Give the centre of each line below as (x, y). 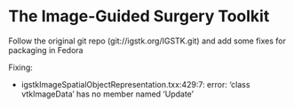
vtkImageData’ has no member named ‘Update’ (107, 94)
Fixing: (20, 67)
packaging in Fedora (46, 50)
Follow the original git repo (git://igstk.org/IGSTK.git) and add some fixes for (147, 41)
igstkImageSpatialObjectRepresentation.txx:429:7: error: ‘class (135, 84)
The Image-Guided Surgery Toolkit (139, 16)
